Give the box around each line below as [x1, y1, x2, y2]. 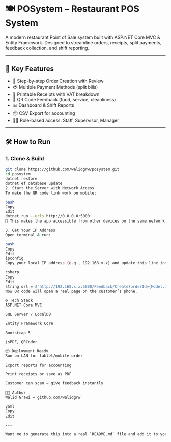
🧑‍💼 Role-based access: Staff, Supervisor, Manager [12, 117, 119, 123]
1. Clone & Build [5, 155, 44, 162]
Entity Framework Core [5, 321, 53, 326]
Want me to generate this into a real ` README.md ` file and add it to [5, 432, 158, 437]
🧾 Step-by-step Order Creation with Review [12, 78, 104, 84]
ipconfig [5, 256, 24, 261]
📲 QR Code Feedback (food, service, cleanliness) [12, 96, 116, 102]
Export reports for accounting [5, 363, 72, 368]
